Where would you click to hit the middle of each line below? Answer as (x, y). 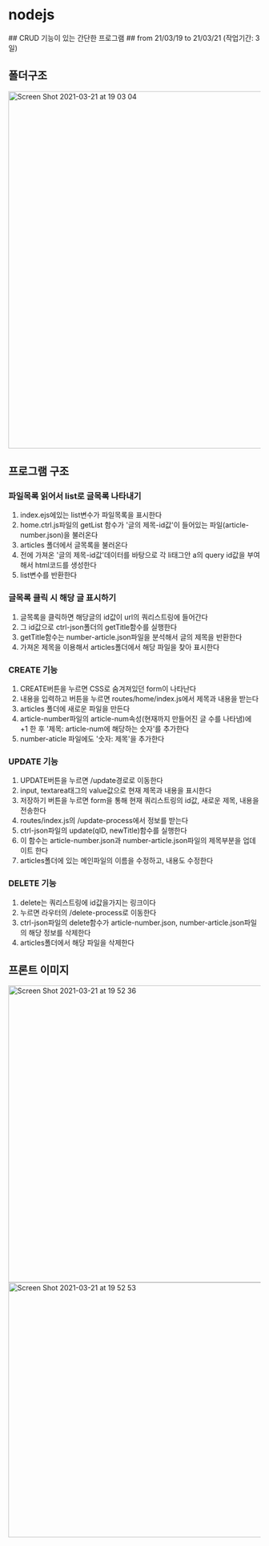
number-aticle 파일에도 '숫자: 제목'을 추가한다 (92, 739)
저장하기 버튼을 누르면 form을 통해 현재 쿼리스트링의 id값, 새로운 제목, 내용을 (139, 801)
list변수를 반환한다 (48, 575)
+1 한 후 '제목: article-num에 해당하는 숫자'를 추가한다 (104, 729)
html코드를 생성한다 (66, 565)
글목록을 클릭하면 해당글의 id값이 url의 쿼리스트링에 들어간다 (114, 617)
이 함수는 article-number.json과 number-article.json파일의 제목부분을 (130, 841)
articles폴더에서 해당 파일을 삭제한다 (77, 943)
